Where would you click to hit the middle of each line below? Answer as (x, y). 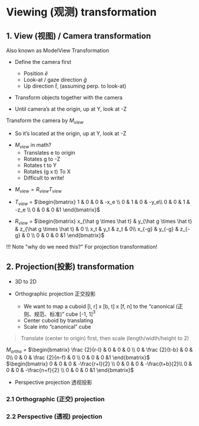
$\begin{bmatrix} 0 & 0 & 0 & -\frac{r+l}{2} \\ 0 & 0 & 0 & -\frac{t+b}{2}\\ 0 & (99, 364)
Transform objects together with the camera (68, 97)
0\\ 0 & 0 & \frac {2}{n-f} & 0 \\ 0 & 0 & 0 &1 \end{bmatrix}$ (78, 358)
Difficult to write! (44, 178)
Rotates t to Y (40, 165)
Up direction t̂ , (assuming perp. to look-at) (75, 86)
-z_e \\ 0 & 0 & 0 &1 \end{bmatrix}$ (57, 210)
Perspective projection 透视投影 (54, 382)
